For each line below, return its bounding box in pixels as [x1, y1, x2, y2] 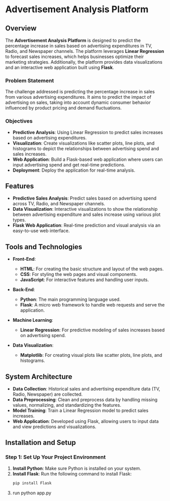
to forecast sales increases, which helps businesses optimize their [5, 53, 144, 60]
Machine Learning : [12, 317, 53, 323]
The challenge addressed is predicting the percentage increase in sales [5, 89, 155, 95]
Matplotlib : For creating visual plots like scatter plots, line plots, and [20, 352, 162, 358]
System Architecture [5, 372, 73, 381]
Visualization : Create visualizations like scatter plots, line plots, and [12, 140, 155, 146]
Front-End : [12, 256, 36, 262]
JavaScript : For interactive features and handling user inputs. [20, 276, 149, 283]
